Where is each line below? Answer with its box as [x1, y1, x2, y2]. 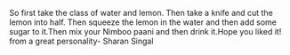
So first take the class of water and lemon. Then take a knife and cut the [9, 8, 273, 18]
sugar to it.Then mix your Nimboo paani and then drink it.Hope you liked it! [9, 27, 282, 36]
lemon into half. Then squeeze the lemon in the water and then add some [9, 17, 278, 27]
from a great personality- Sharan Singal [9, 35, 154, 46]
